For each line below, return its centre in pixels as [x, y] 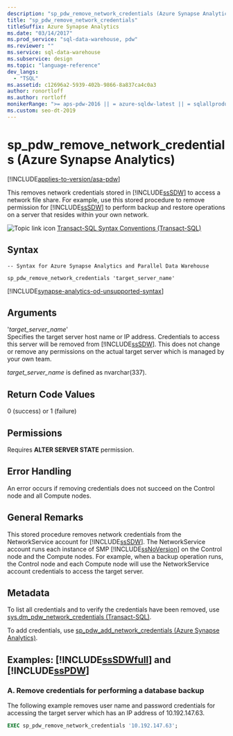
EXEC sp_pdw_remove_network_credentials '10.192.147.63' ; [93, 726]
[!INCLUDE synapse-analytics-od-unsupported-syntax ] [86, 291]
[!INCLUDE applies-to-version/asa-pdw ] [64, 179]
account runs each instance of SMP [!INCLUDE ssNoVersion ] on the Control [115, 549]
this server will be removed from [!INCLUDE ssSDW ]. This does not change [114, 344]
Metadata [28, 592]
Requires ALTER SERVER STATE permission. [71, 450]
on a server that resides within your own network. [78, 214]
